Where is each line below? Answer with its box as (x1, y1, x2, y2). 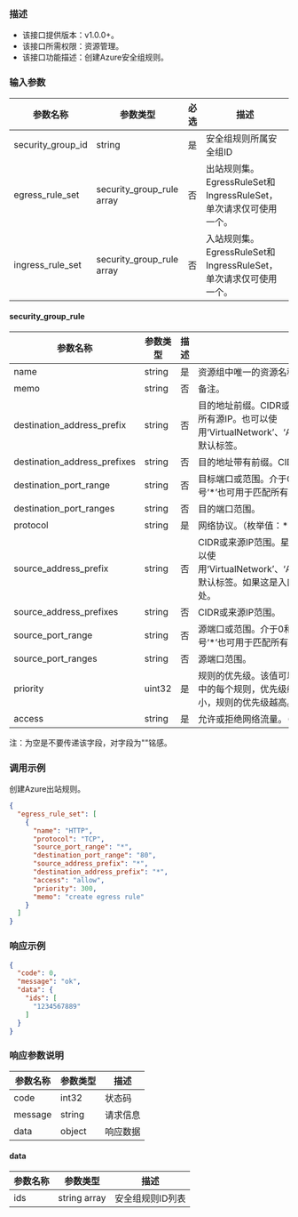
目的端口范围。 (198, 503, 261, 515)
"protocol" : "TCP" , (32, 834, 105, 843)
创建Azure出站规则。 (9, 784, 86, 794)
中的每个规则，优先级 (198, 682, 287, 695)
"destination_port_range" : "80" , (32, 851, 157, 860)
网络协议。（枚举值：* (198, 519, 288, 531)
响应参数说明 (9, 1050, 65, 1062)
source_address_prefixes (13, 605, 119, 617)
